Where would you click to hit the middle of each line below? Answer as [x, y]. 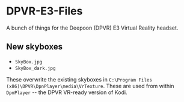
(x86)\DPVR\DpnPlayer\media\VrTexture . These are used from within [90, 86]
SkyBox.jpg [29, 62]
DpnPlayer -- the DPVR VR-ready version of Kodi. [67, 92]
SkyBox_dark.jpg [35, 68]
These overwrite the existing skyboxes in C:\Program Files [79, 79]
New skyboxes [35, 47]
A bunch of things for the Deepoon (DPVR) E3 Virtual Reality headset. [92, 28]
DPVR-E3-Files [44, 11]
